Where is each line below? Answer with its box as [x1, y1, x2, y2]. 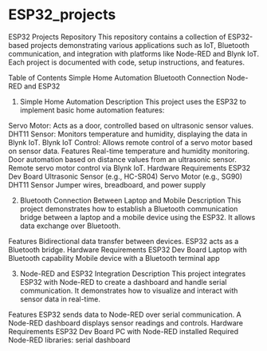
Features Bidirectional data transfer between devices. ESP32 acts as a [8, 236, 239, 246]
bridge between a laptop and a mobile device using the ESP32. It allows [19, 212, 256, 222]
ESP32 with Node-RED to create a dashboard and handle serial [19, 277, 227, 286]
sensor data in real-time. [19, 294, 101, 304]
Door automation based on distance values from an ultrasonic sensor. [8, 154, 237, 164]
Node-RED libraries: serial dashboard [8, 335, 131, 345]
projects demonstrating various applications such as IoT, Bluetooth [30, 40, 249, 49]
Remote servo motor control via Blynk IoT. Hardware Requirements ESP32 [8, 163, 251, 172]
